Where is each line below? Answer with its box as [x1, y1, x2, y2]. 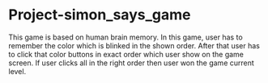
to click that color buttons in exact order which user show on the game [8, 49, 245, 59]
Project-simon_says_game [8, 6, 191, 24]
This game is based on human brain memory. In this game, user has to [8, 32, 243, 42]
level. [8, 66, 27, 76]
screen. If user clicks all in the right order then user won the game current [8, 58, 255, 68]
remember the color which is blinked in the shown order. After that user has [8, 40, 261, 50]
